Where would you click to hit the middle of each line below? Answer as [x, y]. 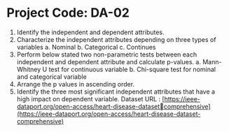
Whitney [29, 69]
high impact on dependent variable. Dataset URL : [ [91, 98]
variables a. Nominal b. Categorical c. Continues [86, 47]
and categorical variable [51, 76]
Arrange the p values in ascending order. [75, 84]
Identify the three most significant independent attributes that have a [116, 91]
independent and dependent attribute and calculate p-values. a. [109, 61]
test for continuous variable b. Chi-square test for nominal [132, 69]
